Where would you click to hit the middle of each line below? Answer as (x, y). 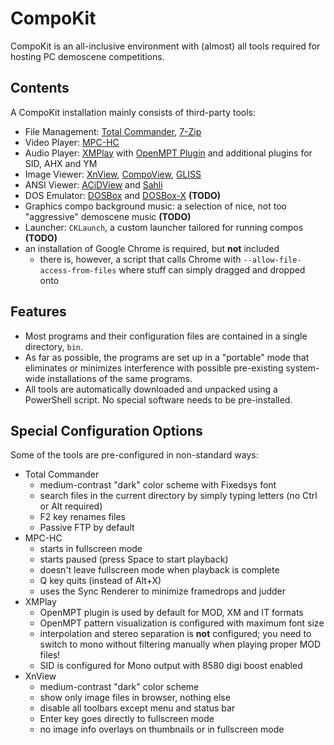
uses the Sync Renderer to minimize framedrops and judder (163, 591)
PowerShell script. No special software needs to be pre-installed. (158, 399)
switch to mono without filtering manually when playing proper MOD (180, 644)
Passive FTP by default (87, 528)
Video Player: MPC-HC (72, 142)
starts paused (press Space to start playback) (134, 559)
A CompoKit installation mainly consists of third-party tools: (133, 112)
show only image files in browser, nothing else (135, 698)
